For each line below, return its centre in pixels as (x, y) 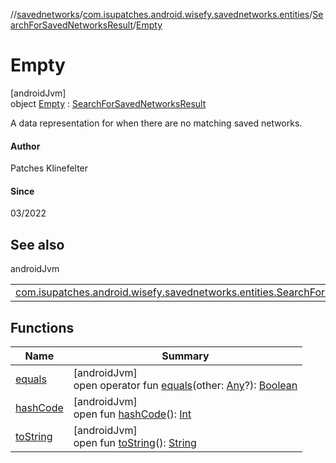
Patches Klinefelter (49, 168)
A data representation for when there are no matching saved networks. (156, 123)
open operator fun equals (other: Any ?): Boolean (185, 385)
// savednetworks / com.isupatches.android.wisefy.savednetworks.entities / (161, 14)
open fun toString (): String (135, 442)
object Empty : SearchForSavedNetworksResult (108, 103)
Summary (185, 356)
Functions (42, 327)
